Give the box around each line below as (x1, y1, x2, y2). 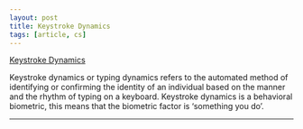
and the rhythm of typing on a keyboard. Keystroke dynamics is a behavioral (9, 91, 293, 102)
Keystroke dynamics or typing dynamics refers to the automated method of (9, 72, 289, 83)
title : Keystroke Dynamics (9, 22, 111, 31)
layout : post (9, 13, 59, 23)
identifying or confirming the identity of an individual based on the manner (9, 82, 286, 93)
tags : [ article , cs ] (9, 30, 87, 39)
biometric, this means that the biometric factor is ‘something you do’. (9, 101, 264, 112)
